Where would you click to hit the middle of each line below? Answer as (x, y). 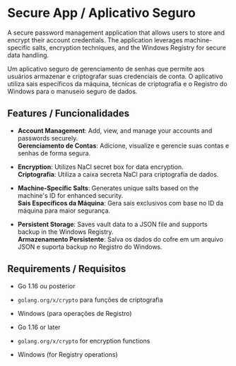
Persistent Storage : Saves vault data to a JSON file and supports (112, 224)
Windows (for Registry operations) (67, 354)
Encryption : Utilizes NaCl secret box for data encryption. (100, 167)
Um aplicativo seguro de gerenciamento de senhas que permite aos (106, 69)
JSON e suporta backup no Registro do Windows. (90, 247)
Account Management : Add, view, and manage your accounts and (115, 130)
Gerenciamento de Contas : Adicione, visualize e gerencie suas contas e (123, 146)
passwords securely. (48, 138)
